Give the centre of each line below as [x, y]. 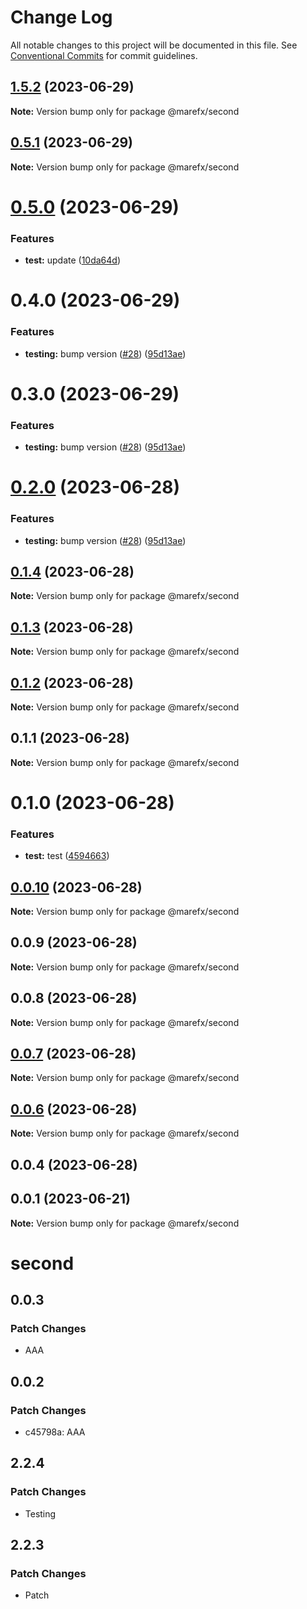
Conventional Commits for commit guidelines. [104, 55]
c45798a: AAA [55, 1432]
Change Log [61, 17]
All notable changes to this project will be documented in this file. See [154, 45]
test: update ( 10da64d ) [73, 260]
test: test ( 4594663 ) [67, 856]
